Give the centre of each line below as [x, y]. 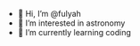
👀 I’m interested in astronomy [71, 23]
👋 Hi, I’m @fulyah [49, 14]
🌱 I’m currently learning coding [74, 32]
